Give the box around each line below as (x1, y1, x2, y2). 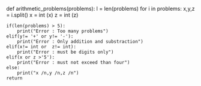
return (6, 75, 23, 81)
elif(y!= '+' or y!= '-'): (6, 33, 74, 39)
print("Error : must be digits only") (17, 49, 114, 55)
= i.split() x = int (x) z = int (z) (6, 11, 79, 19)
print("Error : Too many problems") (17, 28, 109, 34)
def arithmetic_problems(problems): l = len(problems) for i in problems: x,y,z (6, 5, 195, 12)
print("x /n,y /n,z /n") (17, 70, 79, 76)
